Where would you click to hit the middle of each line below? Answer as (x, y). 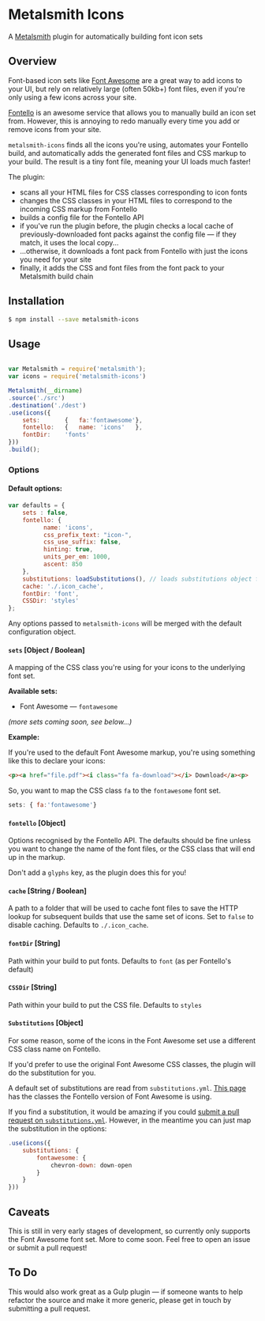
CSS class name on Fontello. (54, 1049)
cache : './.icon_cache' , (63, 586)
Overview (33, 61)
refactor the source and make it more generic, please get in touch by (120, 1300)
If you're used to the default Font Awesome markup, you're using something (132, 752)
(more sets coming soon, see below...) (70, 722)
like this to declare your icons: (57, 761)
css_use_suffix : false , (82, 542)
